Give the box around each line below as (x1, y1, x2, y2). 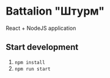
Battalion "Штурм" (5, 4, 105, 18)
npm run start (14, 66, 51, 72)
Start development (5, 42, 79, 52)
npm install (14, 59, 45, 65)
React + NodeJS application (5, 24, 76, 32)
